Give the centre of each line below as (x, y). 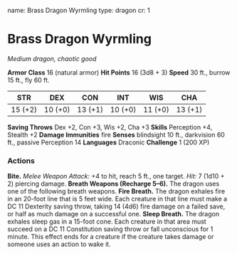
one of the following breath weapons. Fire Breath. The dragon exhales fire (116, 191)
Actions (21, 161)
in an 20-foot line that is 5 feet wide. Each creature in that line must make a (117, 199)
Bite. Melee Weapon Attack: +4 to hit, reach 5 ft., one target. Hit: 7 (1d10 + (116, 176)
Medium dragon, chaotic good (52, 58)
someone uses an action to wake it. (59, 244)
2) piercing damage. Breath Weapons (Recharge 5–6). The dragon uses (114, 184)
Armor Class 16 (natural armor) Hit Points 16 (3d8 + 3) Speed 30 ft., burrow (119, 72)
